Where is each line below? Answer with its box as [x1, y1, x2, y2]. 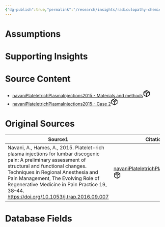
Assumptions [5, 28, 61, 39]
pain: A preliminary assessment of [7, 156, 86, 163]
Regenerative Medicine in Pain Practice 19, [7, 181, 107, 188]
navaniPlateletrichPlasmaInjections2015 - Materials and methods [12, 92, 143, 98]
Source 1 [48, 136, 69, 142]
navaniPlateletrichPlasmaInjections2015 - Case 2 [12, 101, 111, 107]
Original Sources [5, 118, 75, 129]
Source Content [5, 73, 71, 85]
